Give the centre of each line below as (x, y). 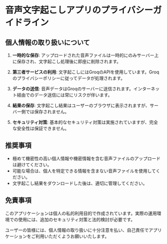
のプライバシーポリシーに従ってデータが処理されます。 (69, 78)
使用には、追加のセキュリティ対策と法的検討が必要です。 (77, 219)
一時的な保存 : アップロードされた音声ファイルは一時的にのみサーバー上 (85, 55)
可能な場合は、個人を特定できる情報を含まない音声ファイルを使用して (84, 171)
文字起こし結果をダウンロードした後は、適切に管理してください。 (80, 183)
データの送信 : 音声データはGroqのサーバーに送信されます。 (73, 89)
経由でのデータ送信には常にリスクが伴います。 (65, 95)
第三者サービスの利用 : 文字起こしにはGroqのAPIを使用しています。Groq (86, 72)
